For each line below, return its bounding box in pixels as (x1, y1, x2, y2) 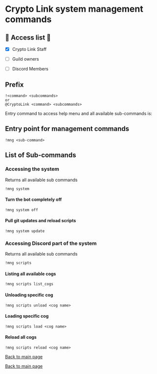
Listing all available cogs (5, 271, 56, 277)
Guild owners (12, 56, 39, 62)
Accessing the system (5, 165, 60, 172)
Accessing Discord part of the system (5, 240, 97, 247)
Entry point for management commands (5, 125, 130, 133)
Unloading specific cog (5, 292, 53, 298)
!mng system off (5, 207, 38, 212)
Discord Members (12, 66, 49, 72)
